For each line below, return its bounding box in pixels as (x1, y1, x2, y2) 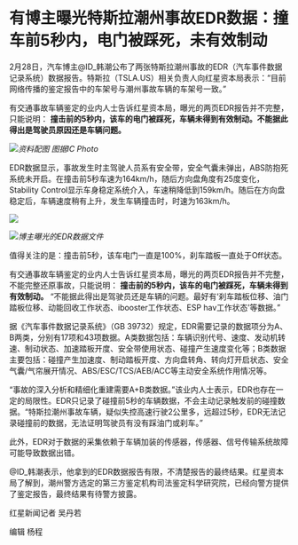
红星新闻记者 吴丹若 (9, 507, 82, 517)
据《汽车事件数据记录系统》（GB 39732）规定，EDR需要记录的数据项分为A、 (9, 320, 288, 331)
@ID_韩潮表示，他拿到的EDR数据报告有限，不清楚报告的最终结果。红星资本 (9, 466, 284, 477)
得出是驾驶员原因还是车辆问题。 (9, 124, 126, 135)
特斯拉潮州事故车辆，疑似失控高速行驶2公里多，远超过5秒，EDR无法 (27, 406, 278, 417)
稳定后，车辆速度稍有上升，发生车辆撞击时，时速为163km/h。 (9, 195, 235, 206)
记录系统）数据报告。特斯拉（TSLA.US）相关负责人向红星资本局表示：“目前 (9, 72, 286, 83)
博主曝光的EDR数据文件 (18, 231, 104, 241)
